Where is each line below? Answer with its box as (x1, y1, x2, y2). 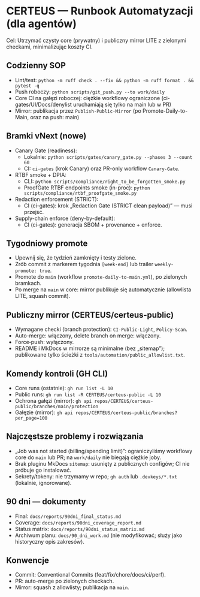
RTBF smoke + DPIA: (14, 171, 67, 178)
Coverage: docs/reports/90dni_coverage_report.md (14, 518, 142, 526)
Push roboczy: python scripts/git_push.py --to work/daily (14, 88, 165, 95)
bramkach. (14, 280, 42, 287)
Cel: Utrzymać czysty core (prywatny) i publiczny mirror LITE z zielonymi (6, 37, 187, 44)
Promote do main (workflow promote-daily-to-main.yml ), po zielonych (14, 273, 187, 281)
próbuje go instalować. (14, 466, 72, 474)
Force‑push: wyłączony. (14, 339, 74, 346)
